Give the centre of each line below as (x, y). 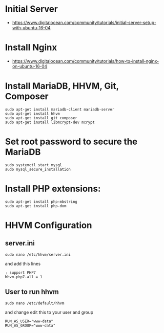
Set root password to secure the (71, 142)
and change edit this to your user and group (49, 312)
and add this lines (23, 264)
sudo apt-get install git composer (41, 118)
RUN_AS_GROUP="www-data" (30, 325)
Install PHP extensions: (53, 189)
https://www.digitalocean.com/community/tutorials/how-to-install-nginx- (85, 61)
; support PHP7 (20, 272)
